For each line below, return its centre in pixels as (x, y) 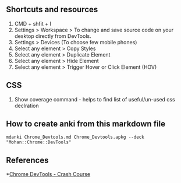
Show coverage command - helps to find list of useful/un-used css (95, 99)
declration (26, 105)
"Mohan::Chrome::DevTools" (39, 142)
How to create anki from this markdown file (86, 124)
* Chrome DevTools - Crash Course (48, 174)
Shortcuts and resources (52, 10)
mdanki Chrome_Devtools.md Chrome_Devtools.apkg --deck (75, 137)
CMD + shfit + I (33, 23)
